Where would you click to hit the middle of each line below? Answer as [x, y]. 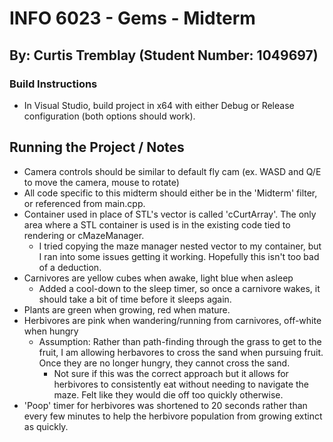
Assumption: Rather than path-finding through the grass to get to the [180, 341]
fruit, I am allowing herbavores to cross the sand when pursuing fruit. [181, 352]
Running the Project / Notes [97, 147]
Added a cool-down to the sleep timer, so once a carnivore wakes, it [179, 288]
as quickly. [46, 426]
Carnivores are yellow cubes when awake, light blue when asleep [158, 278]
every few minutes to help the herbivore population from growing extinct [173, 416]
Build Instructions [53, 84]
